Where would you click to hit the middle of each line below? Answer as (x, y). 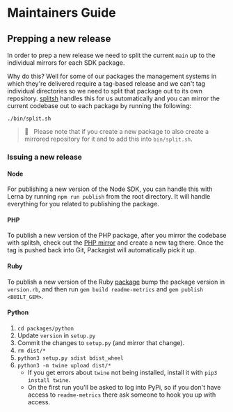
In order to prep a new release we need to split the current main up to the (111, 55)
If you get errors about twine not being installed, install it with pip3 (122, 372)
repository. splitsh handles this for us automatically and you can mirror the (114, 98)
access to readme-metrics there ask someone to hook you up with (122, 395)
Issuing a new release (45, 157)
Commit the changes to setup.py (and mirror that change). (101, 342)
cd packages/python (46, 328)
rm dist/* (32, 351)
